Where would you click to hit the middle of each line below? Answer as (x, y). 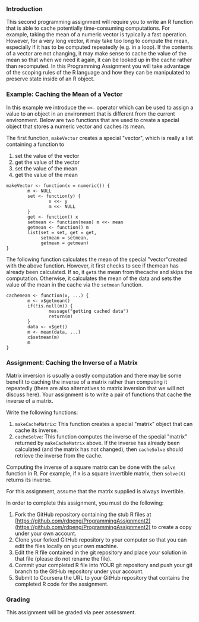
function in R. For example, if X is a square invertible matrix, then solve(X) (96, 473)
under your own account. (45, 533)
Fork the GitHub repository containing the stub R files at (83, 514)
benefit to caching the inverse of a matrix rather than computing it (87, 382)
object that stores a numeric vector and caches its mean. (76, 126)
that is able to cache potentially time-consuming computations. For (88, 28)
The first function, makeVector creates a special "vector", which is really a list (99, 138)
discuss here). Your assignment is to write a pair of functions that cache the (99, 394)
